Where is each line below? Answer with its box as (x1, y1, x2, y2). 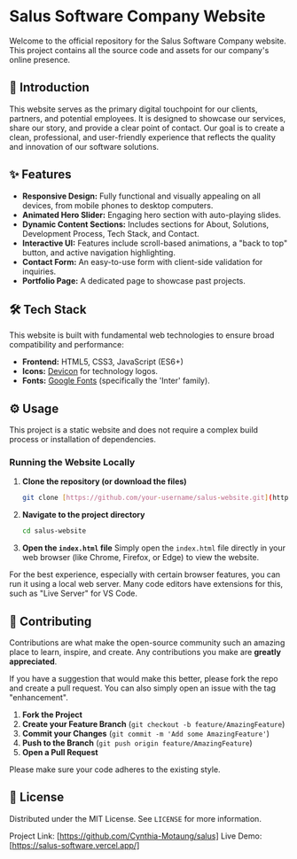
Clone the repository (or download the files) (21, 476, 188, 487)
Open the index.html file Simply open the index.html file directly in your (21, 543, 286, 553)
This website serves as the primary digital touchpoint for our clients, (9, 104, 259, 114)
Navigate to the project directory (21, 510, 145, 520)
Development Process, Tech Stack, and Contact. (21, 228, 199, 238)
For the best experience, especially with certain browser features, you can (9, 569, 281, 580)
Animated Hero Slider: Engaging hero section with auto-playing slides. (21, 209, 282, 220)
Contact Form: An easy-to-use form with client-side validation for (21, 256, 263, 267)
